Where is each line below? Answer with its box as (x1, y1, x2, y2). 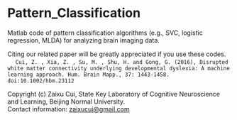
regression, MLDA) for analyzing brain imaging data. (7, 36, 160, 44)
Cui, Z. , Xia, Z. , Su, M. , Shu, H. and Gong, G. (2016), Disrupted (15, 58, 228, 65)
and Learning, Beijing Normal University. (7, 97, 126, 106)
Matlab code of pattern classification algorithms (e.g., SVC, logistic (7, 28, 204, 37)
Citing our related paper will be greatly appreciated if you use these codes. (7, 50, 226, 58)
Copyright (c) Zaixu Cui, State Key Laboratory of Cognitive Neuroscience (7, 89, 221, 98)
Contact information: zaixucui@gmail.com (7, 104, 130, 113)
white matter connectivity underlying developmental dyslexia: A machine (7, 65, 231, 72)
